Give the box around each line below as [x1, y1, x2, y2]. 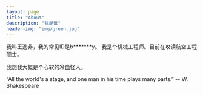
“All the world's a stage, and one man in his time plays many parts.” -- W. [6, 76, 188, 83]
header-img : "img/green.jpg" [6, 25, 80, 32]
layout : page [6, 8, 39, 15]
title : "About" [6, 15, 45, 21]
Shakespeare [6, 82, 39, 90]
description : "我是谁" [6, 20, 61, 26]
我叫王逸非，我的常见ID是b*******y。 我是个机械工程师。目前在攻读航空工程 [6, 43, 198, 50]
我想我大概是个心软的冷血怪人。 [6, 64, 86, 71]
